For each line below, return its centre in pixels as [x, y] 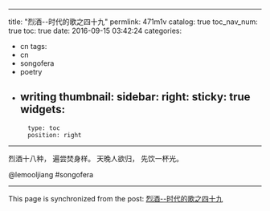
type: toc [44, 128]
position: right [55, 135]
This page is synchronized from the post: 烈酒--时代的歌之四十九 [116, 198]
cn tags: [33, 46]
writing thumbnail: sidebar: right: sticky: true [135, 97]
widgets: [43, 110]
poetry [31, 72]
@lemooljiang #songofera [51, 174]
